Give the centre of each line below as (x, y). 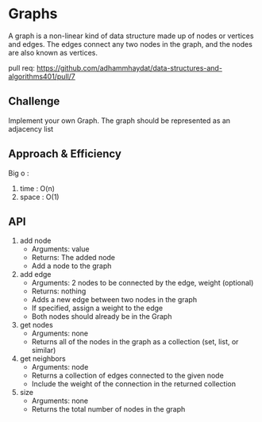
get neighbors (42, 359)
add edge (35, 274)
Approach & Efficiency (65, 154)
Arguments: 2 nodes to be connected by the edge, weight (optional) (143, 283)
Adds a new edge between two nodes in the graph (114, 300)
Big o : (19, 173)
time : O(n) (37, 188)
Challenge (34, 101)
